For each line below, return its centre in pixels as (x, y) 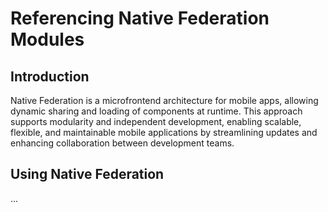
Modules (47, 39)
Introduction (50, 76)
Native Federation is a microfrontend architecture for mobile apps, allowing (164, 100)
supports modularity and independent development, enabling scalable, (156, 121)
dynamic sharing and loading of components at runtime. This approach (156, 111)
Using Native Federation (87, 174)
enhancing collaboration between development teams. (122, 143)
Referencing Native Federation (140, 18)
